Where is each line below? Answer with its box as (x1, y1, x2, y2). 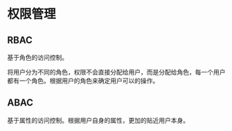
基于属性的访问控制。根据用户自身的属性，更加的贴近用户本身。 (7, 116, 189, 124)
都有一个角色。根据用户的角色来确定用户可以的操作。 (7, 77, 159, 85)
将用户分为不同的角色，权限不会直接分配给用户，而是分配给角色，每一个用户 (7, 68, 226, 76)
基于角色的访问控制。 (7, 53, 68, 61)
